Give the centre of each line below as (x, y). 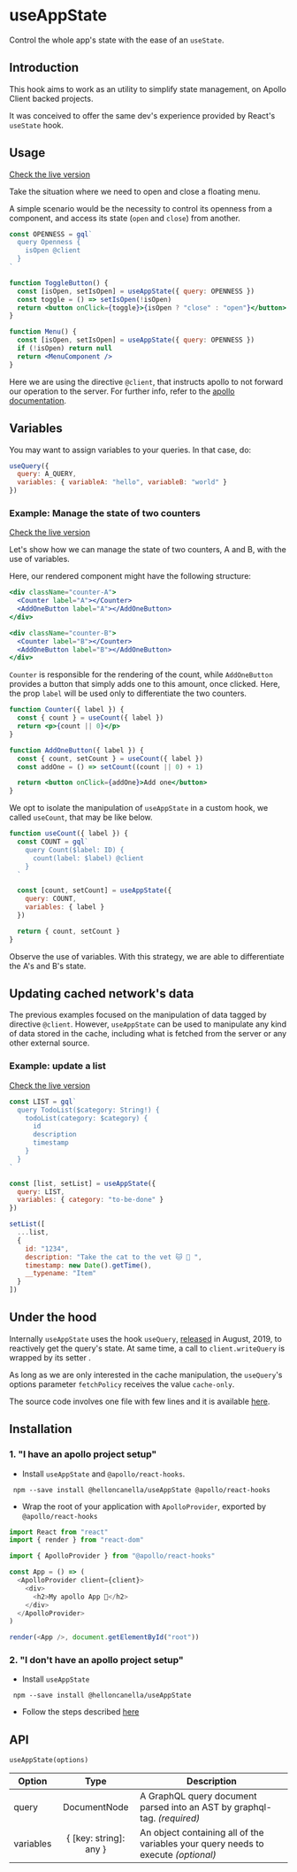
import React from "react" (59, 1532)
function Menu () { (43, 332)
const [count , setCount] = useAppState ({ (95, 890)
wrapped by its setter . (50, 1357)
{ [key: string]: (95, 1838)
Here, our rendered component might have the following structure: (130, 576)
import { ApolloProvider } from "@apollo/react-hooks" (112, 1556)
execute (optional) (178, 1855)
